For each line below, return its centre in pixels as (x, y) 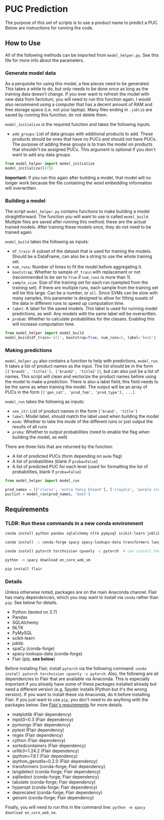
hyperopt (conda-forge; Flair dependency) (55, 787)
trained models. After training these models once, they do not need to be (78, 227)
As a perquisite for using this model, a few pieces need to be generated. (78, 84)
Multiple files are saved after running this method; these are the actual (76, 222)
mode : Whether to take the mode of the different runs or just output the (82, 422)
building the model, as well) (40, 437)
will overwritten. (21, 188)
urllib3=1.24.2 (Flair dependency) (46, 751)
